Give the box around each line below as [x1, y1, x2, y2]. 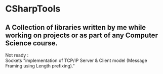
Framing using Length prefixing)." [5, 63, 75, 68]
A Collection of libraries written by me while [5, 23, 146, 32]
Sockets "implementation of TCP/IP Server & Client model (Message [5, 57, 148, 63]
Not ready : [5, 52, 29, 58]
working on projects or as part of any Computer [5, 31, 158, 39]
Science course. [5, 39, 58, 47]
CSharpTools [5, 3, 61, 15]
